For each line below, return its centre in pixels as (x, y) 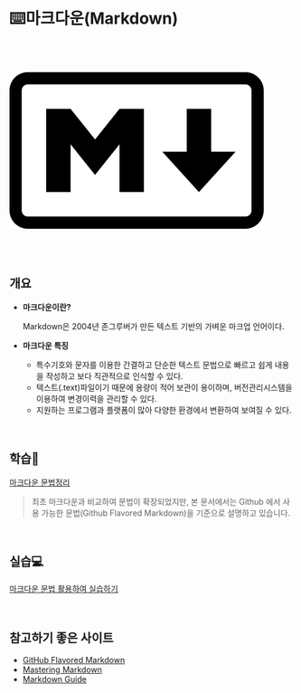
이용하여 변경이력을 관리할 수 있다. (96, 398)
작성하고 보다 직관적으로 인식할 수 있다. (114, 375)
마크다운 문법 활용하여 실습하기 (64, 589)
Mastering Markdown (62, 669)
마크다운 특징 (46, 346)
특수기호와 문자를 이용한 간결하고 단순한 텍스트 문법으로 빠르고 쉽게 (154, 365)
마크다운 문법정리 (40, 482)
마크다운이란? (47, 307)
